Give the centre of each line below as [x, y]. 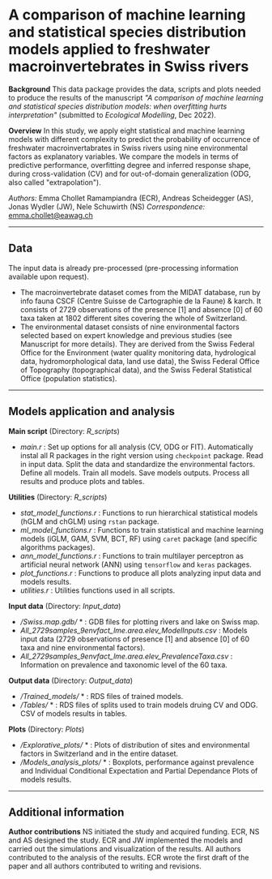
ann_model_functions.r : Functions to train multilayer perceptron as [132, 555]
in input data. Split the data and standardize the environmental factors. [137, 464]
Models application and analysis [92, 412]
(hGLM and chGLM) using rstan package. [89, 521]
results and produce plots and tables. [82, 481]
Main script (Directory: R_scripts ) [64, 431]
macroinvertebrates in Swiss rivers [129, 67]
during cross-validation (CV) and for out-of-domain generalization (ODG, [130, 174]
